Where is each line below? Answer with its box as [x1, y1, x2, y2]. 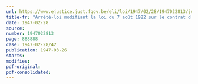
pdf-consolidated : [6, 69, 51, 75]
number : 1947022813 [6, 31, 54, 37]
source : [6, 25, 25, 31]
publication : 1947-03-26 [6, 47, 67, 53]
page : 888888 [6, 36, 38, 42]
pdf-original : [6, 63, 41, 70]
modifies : [6, 58, 31, 64]
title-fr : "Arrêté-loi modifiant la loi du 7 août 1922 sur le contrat [6, 14, 186, 20]
